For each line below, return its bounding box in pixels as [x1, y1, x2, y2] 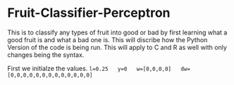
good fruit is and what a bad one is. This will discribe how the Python [7, 35, 208, 44]
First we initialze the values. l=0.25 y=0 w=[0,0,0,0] [7, 64, 171, 72]
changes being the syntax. [7, 51, 85, 59]
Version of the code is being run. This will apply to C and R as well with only [7, 43, 228, 51]
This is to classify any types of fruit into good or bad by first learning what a [7, 28, 228, 37]
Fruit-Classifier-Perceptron [7, 5, 171, 21]
